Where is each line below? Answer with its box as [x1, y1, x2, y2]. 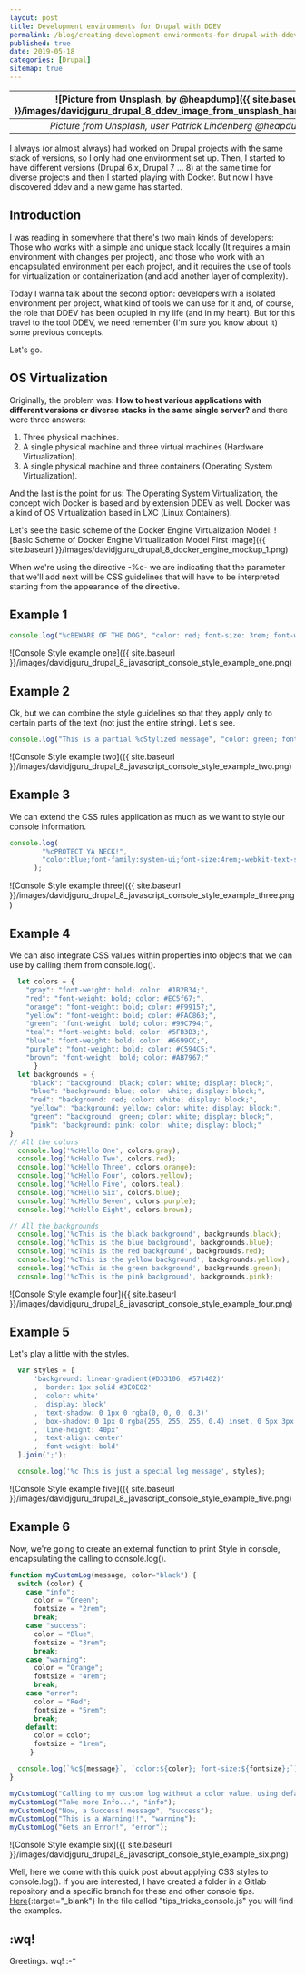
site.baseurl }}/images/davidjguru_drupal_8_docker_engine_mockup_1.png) [9, 544, 289, 555]
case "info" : [25, 1587, 75, 1596]
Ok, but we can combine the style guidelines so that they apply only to [9, 707, 272, 718]
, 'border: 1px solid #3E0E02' [33, 1383, 152, 1392]
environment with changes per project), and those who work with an [9, 251, 265, 262]
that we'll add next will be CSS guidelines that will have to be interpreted [9, 571, 280, 582]
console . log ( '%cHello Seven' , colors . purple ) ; [17, 1196, 197, 1206]
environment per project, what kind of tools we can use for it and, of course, [9, 297, 295, 309]
